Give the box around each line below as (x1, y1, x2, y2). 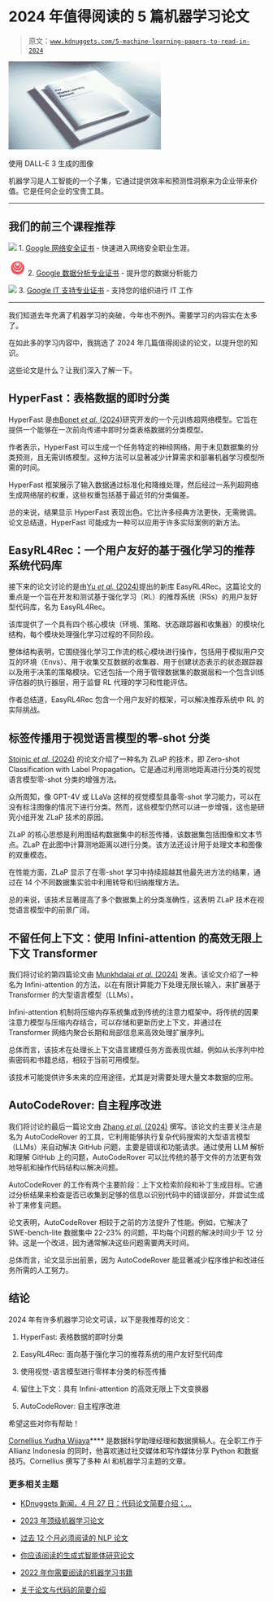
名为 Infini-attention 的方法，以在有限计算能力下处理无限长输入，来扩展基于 (8, 980, 262, 990)
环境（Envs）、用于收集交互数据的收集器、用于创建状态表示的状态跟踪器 (22, 657, 263, 667)
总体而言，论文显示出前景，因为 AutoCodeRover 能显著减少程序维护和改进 (8, 1255, 258, 1265)
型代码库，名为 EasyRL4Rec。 (8, 602, 110, 612)
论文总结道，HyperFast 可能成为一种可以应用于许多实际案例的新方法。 (8, 517, 245, 527)
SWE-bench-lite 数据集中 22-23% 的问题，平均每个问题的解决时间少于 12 (8, 1227, 254, 1237)
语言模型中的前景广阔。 (15, 905, 94, 915)
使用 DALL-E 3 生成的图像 (8, 158, 94, 168)
